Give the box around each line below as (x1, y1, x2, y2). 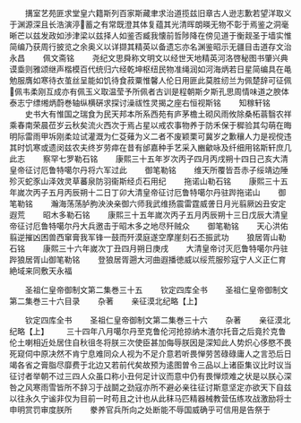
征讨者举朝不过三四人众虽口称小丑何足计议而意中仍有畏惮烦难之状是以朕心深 (9, 371, 292, 381)
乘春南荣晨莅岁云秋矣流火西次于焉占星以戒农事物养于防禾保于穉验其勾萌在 (9, 120, 284, 130)
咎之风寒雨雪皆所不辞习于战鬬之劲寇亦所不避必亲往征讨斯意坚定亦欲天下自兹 (9, 382, 292, 393)
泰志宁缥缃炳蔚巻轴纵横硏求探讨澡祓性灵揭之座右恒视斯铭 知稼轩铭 (9, 98, 271, 108)
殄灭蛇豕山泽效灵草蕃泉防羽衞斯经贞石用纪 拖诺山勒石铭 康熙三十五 (9, 176, 288, 186)
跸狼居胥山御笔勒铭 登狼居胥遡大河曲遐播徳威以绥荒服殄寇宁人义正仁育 (9, 255, 287, 264)
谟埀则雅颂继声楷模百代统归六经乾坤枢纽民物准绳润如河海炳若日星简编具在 (9, 64, 284, 74)
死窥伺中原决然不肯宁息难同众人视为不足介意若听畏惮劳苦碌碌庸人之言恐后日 (9, 349, 292, 358)
